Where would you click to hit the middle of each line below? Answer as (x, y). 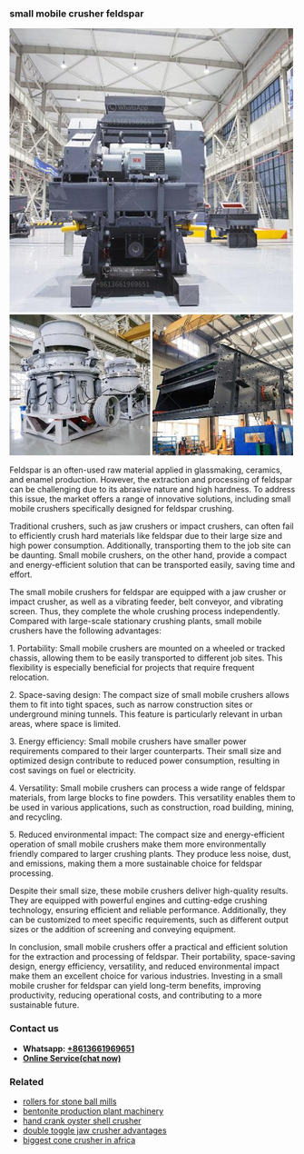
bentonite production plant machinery (93, 1110)
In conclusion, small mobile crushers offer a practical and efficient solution (149, 947)
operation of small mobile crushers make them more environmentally (138, 844)
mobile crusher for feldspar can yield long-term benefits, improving (135, 986)
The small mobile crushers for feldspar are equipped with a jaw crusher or (148, 592)
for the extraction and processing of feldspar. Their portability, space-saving (152, 957)
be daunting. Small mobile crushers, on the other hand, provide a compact (148, 555)
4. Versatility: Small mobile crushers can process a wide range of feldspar (147, 788)
